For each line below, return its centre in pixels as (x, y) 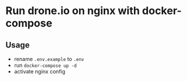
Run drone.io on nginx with (73, 11)
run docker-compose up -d (45, 65)
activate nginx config (40, 71)
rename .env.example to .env (49, 59)
